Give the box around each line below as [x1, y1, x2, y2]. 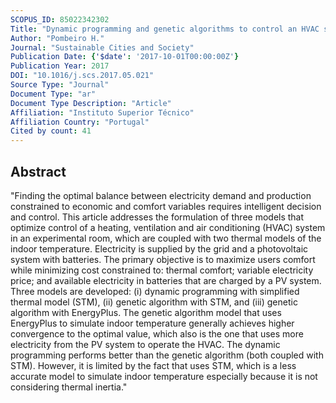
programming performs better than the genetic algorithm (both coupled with [10, 349, 324, 361]
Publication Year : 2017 [10, 61, 110, 71]
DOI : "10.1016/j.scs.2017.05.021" [10, 71, 155, 81]
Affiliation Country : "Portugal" [10, 117, 150, 127]
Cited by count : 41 [10, 126, 92, 136]
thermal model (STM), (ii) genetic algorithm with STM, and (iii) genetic [10, 296, 298, 308]
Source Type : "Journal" [10, 80, 110, 90]
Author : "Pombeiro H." [10, 33, 105, 43]
